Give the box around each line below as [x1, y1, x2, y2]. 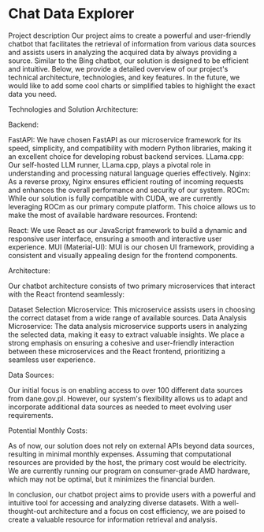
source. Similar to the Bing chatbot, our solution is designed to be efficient [8, 56, 249, 65]
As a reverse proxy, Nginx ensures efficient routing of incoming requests [8, 176, 244, 186]
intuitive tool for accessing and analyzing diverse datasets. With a [8, 497, 221, 508]
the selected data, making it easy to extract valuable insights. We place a [8, 330, 245, 339]
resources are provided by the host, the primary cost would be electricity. [8, 457, 247, 467]
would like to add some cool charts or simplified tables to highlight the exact [8, 80, 255, 91]
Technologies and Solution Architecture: [8, 104, 139, 114]
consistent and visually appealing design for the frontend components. [8, 250, 238, 260]
